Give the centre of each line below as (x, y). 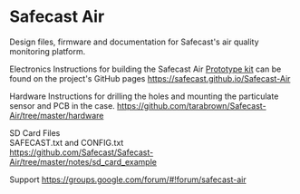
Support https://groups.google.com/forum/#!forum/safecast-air (128, 179)
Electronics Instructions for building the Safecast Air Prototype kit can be (145, 69)
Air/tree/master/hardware (57, 115)
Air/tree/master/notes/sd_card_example (83, 161)
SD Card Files (35, 132)
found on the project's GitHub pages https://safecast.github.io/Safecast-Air (150, 78)
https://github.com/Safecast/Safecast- (82, 152)
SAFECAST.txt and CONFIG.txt (67, 142)
